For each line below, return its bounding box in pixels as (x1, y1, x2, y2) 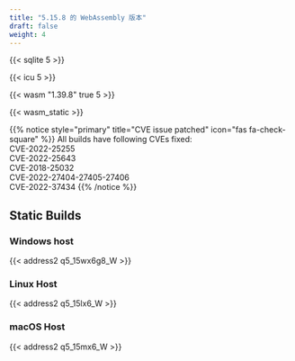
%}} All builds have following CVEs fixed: (40, 134, 192, 145)
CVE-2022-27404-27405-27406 (9, 172, 130, 183)
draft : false (9, 22, 58, 31)
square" (9, 134, 39, 145)
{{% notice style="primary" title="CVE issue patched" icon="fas (9, 124, 247, 135)
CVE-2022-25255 (9, 143, 76, 154)
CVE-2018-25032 (9, 163, 75, 174)
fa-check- (248, 124, 286, 135)
